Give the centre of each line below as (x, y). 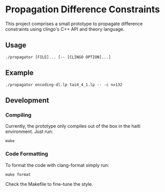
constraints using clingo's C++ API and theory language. (65, 29)
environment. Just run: (29, 131)
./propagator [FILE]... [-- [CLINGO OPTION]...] (58, 57)
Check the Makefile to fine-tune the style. (49, 184)
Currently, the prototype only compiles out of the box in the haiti (73, 126)
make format (18, 175)
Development (27, 100)
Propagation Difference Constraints (83, 9)
